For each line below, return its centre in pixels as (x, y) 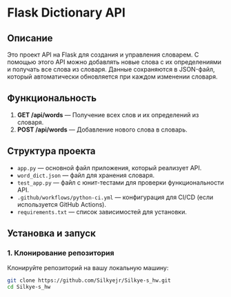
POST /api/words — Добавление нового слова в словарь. (102, 130)
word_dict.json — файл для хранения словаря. (86, 175)
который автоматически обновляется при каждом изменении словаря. (112, 76)
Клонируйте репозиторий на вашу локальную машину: (88, 268)
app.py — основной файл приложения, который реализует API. (109, 167)
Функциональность (52, 98)
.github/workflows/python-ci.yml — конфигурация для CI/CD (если (115, 197)
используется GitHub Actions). (62, 204)
